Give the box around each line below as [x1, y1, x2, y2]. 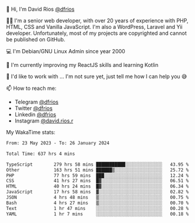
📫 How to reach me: [6, 85, 57, 92]
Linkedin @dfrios [14, 111, 56, 118]
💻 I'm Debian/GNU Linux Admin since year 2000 [6, 48, 125, 54]
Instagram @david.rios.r [14, 117, 74, 124]
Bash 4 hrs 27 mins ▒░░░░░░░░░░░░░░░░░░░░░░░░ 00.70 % [6, 200, 189, 206]
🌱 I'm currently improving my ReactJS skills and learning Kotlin [6, 62, 158, 68]
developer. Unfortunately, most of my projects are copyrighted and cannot [6, 30, 187, 37]
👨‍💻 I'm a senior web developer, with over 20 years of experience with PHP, [6, 17, 188, 24]
